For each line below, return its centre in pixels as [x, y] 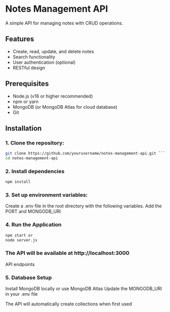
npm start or [19, 235]
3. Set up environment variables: [46, 195]
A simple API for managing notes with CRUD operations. [64, 23]
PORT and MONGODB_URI [33, 211]
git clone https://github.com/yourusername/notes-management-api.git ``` [86, 154]
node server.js [21, 240]
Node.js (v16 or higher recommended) [53, 96]
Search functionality [34, 57]
